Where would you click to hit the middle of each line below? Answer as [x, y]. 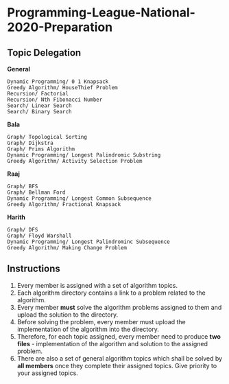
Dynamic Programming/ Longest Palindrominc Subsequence [88, 242]
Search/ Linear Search [39, 106]
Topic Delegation [44, 53]
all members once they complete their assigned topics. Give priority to [117, 365]
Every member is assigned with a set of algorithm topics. [97, 285]
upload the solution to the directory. [68, 315]
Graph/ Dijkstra [30, 143]
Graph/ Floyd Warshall [39, 236]
